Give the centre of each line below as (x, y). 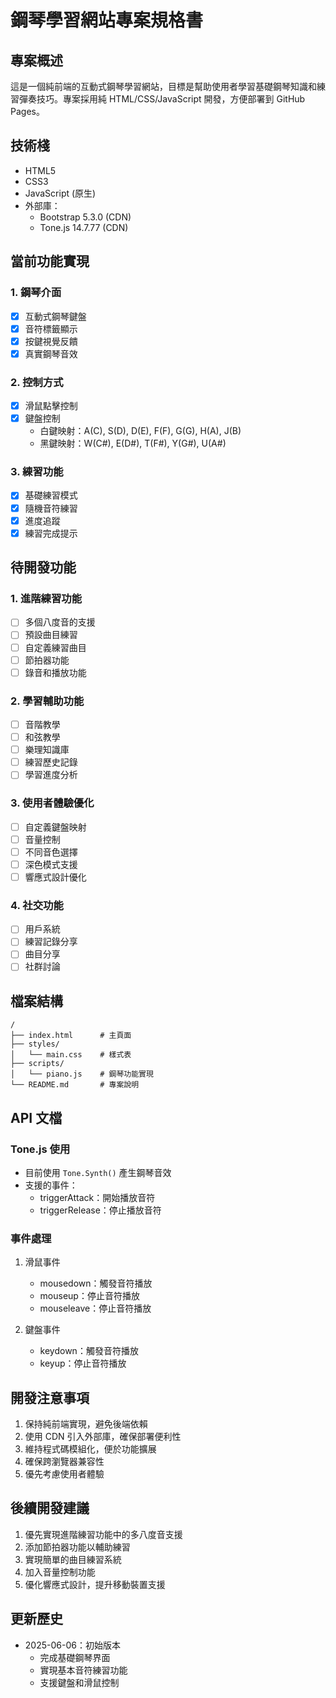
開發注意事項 (50, 1397)
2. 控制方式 (37, 382)
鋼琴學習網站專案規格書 (107, 20)
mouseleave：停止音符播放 (95, 1308)
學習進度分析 (51, 775)
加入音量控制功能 (60, 1572)
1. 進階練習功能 (46, 599)
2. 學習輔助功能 (47, 701)
